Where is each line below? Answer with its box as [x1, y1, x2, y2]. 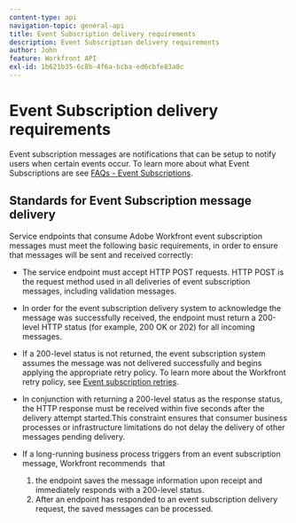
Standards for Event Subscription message [9, 193, 253, 208]
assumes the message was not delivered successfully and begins [21, 357, 262, 368]
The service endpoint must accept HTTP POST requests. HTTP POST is [21, 267, 284, 277]
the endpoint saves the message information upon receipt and [35, 475, 263, 486]
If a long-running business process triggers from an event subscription [21, 449, 281, 459]
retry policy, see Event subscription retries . [21, 376, 179, 386]
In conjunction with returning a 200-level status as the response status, [21, 394, 284, 404]
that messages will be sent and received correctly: [9, 249, 193, 260]
